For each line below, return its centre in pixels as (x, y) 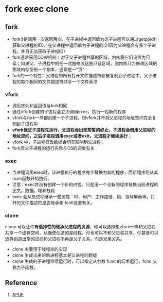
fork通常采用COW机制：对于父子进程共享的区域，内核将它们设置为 (79, 57)
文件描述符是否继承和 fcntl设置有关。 (58, 202)
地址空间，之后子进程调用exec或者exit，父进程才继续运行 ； (72, 136)
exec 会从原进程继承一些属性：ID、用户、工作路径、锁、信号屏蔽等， (81, 196)
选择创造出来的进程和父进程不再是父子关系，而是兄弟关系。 (65, 238)
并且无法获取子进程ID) (43, 51)
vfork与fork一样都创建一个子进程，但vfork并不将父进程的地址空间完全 (82, 118)
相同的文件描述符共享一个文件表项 (63, 82)
